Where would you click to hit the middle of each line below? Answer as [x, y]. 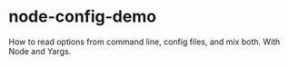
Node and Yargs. [40, 51]
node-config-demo [82, 17]
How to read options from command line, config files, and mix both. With [144, 42]
